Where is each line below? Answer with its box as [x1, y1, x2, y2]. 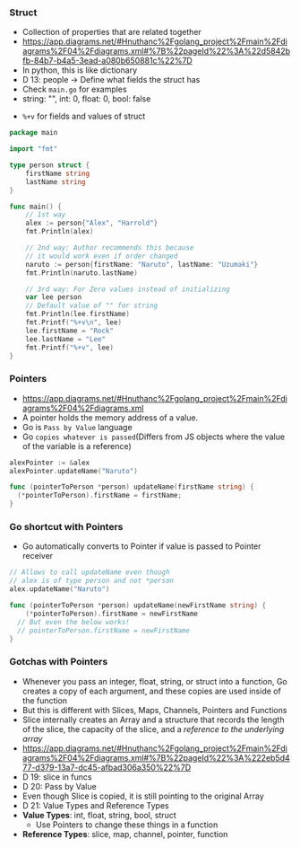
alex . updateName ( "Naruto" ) [9, 585, 110, 594]
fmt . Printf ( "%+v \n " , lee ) [25, 318, 123, 327]
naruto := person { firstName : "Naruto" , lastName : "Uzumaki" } [25, 260, 258, 269]
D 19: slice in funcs [21, 771, 92, 782]
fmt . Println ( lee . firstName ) [25, 310, 130, 319]
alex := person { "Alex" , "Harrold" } [25, 218, 159, 228]
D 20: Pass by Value [21, 781, 97, 791]
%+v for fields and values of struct [21, 110, 146, 122]
